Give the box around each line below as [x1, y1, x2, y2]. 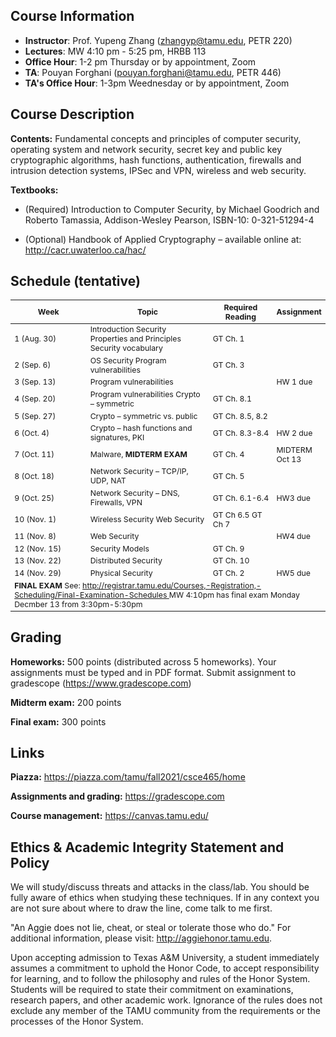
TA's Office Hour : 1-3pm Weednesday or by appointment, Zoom [24, 77, 290, 89]
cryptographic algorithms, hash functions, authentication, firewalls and [10, 154, 302, 166]
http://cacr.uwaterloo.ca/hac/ [24, 244, 147, 256]
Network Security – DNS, [89, 488, 180, 498]
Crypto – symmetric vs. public [89, 410, 198, 421]
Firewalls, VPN [89, 497, 143, 508]
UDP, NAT [89, 475, 127, 486]
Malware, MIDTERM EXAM [89, 449, 188, 460]
